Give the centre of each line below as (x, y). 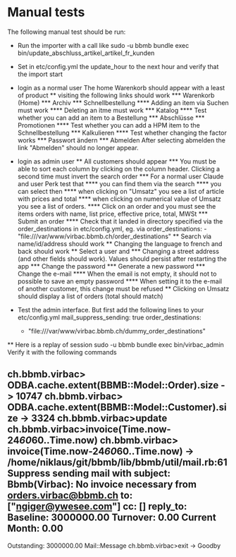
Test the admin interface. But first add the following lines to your (111, 310)
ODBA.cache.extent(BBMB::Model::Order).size (113, 385)
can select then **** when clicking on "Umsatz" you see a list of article (121, 191)
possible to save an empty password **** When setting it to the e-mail (120, 281)
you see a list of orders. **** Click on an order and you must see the (117, 206)
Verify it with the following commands (62, 352)
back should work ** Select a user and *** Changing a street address (118, 251)
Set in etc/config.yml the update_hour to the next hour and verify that (118, 66)
